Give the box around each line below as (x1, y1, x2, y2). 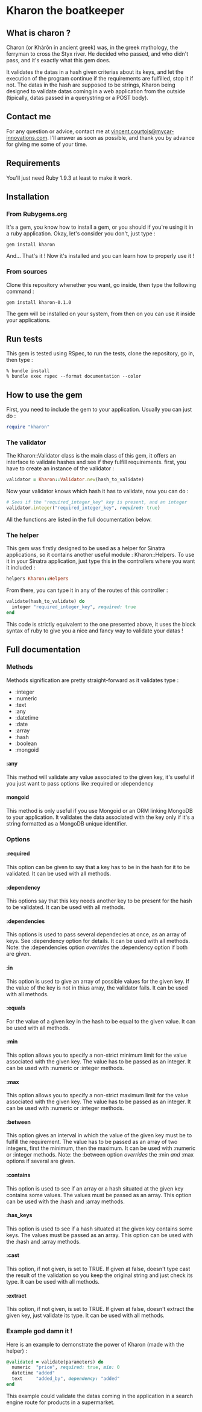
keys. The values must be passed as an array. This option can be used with (6, 1231, 194, 1238)
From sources (6, 268, 48, 276)
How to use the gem (6, 390, 83, 400)
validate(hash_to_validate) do (6, 599, 85, 605)
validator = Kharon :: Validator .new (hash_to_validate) (6, 476, 145, 483)
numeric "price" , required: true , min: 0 (11, 1364, 120, 1371)
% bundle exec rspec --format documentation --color (6, 373, 142, 379)
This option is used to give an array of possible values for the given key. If (6, 977, 190, 985)
